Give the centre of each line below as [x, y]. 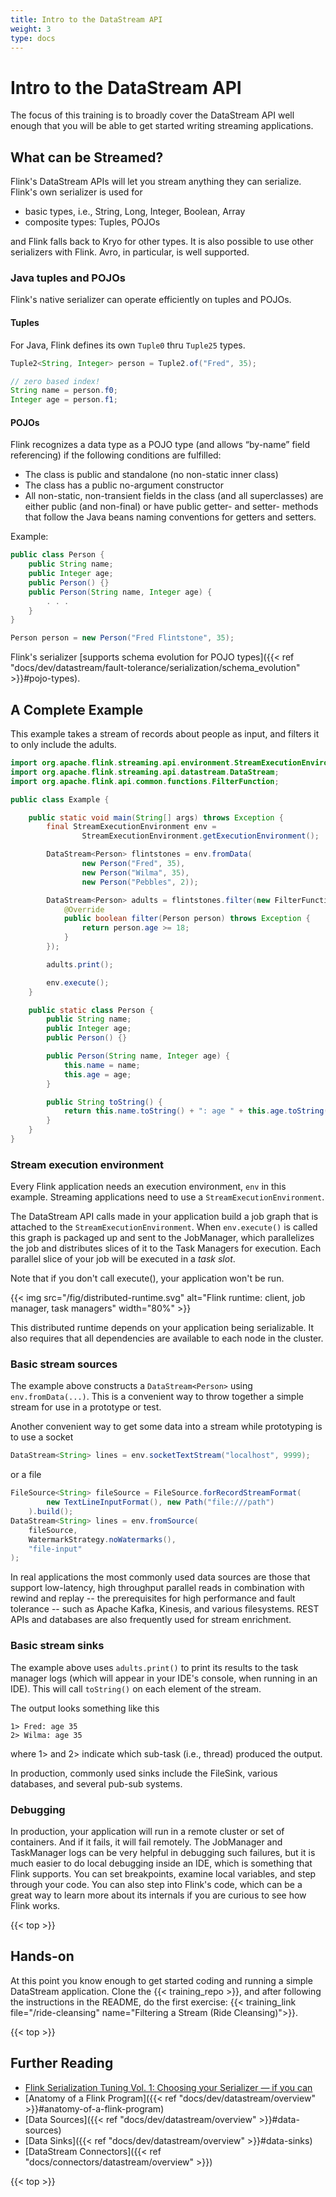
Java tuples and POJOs [68, 278]
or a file [26, 1475]
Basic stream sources [64, 1364]
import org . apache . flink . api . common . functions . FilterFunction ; [145, 781]
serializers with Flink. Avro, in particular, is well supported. [130, 252]
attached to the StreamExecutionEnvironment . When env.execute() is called [164, 1227]
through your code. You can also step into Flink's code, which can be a [156, 1884]
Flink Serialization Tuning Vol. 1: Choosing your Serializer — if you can [168, 2087]
